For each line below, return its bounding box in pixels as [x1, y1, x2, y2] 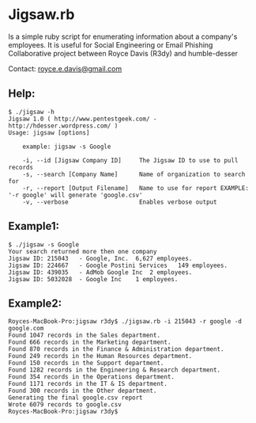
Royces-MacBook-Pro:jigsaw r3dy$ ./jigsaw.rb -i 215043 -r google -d [8, 318, 243, 326]
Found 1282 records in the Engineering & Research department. [8, 366, 221, 374]
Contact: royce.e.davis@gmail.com [8, 63, 122, 73]
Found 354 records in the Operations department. [8, 373, 175, 381]
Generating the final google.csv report [8, 394, 144, 402]
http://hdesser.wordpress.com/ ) [8, 121, 119, 130]
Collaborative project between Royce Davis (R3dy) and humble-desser [8, 48, 239, 58]
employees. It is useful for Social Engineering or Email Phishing [8, 40, 213, 49]
